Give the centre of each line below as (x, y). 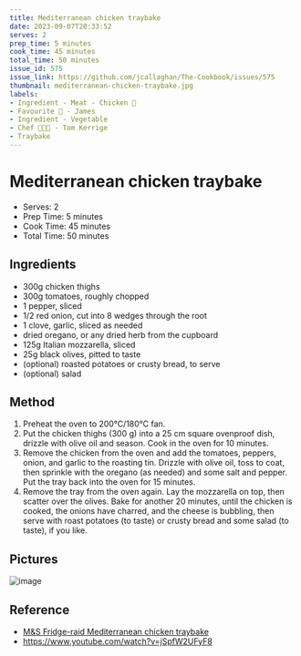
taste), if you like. (55, 530)
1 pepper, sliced (52, 305)
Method (32, 402)
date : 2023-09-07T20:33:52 (61, 26)
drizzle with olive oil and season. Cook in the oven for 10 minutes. (145, 444)
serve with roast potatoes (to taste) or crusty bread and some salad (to (156, 521)
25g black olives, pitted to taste (82, 354)
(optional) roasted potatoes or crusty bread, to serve (121, 364)
